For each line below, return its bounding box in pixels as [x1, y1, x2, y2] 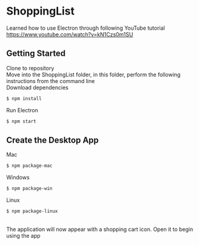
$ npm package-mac [6, 163, 53, 169]
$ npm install [6, 95, 42, 101]
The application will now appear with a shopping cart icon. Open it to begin [6, 226, 194, 233]
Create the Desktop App [6, 135, 99, 145]
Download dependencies [6, 84, 68, 91]
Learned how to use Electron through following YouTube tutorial [6, 24, 165, 32]
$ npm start [6, 118, 36, 124]
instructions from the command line [6, 77, 95, 84]
